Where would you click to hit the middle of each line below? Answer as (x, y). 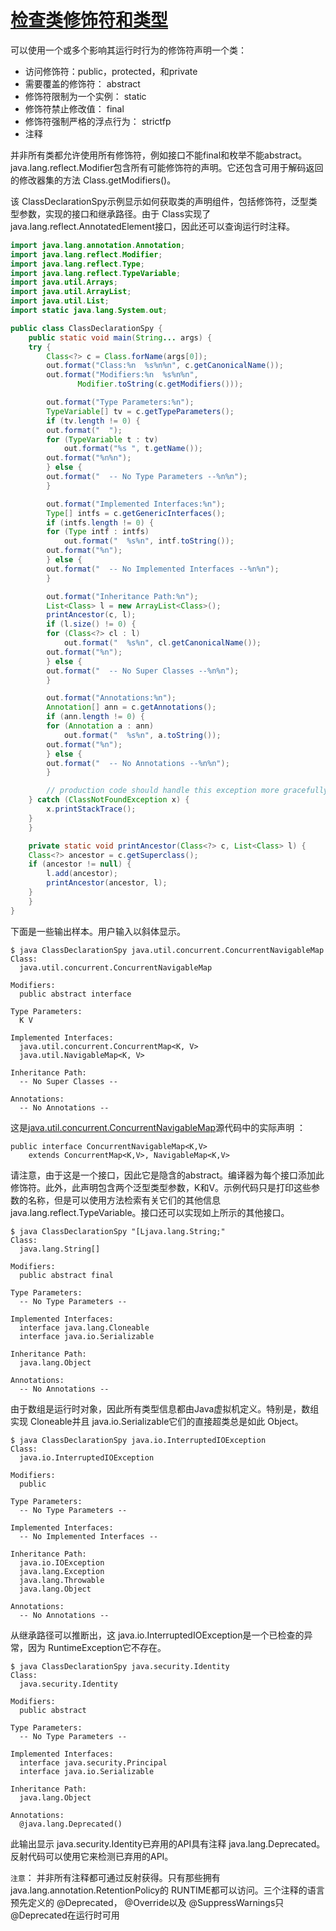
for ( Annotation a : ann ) (100, 726)
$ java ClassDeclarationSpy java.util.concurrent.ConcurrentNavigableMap (167, 950)
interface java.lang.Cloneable (84, 1327)
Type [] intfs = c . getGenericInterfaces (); (136, 513)
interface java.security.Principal (93, 1762)
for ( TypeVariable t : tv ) (102, 439)
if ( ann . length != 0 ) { (95, 717)
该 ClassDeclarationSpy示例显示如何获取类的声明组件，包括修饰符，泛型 (159, 201)
